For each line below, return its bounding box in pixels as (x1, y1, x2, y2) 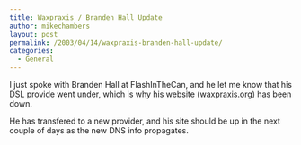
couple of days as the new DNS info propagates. (9, 125, 189, 135)
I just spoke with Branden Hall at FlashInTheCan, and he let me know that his (9, 80, 292, 90)
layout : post (9, 30, 58, 38)
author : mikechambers (9, 21, 91, 30)
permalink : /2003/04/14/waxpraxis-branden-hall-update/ (9, 38, 223, 47)
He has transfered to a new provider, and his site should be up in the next (9, 115, 281, 126)
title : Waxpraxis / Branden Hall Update (9, 13, 164, 22)
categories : (9, 47, 54, 55)
